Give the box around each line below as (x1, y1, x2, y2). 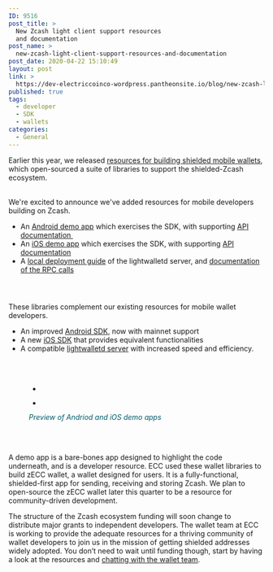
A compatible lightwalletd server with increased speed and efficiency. (19, 343, 254, 353)
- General (15, 133, 49, 141)
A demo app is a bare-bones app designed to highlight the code (8, 452, 223, 462)
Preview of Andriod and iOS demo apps (28, 412, 162, 421)
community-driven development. (8, 496, 118, 505)
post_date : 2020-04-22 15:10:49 (8, 58, 118, 66)
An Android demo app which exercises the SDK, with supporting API (19, 221, 249, 231)
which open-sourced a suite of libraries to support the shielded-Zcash (8, 164, 244, 173)
